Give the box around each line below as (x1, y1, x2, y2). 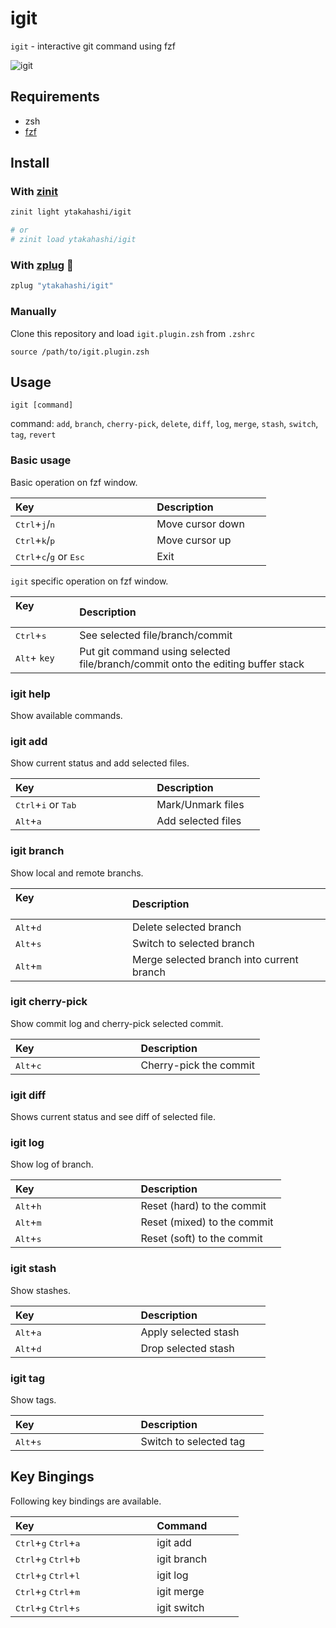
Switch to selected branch (132, 936, 255, 950)
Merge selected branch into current (132, 952, 299, 966)
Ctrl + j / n (15, 517, 56, 531)
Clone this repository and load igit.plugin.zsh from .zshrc (10, 327, 256, 339)
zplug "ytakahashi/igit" (10, 281, 114, 291)
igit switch (156, 1600, 205, 1614)
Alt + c (15, 1058, 42, 1072)
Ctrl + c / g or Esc (15, 549, 85, 563)
